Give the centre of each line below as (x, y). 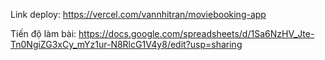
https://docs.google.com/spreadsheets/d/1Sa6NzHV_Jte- (196, 33)
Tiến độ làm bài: (43, 33)
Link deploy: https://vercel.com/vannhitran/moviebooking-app (138, 14)
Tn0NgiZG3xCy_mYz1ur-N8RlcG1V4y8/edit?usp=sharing (126, 44)
